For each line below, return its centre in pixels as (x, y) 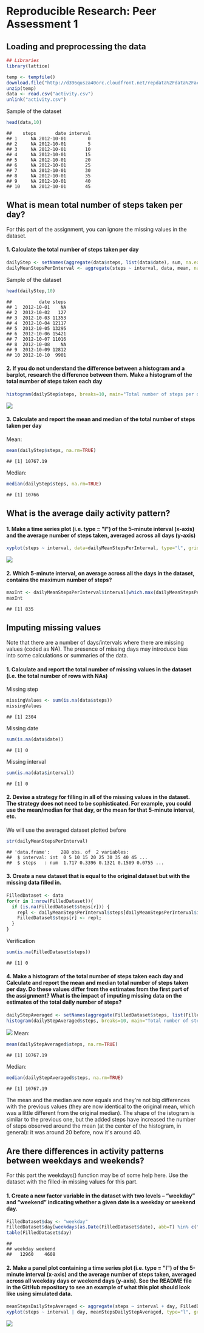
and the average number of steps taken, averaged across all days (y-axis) (101, 535)
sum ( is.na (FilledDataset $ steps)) (49, 952)
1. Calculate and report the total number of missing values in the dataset (99, 669)
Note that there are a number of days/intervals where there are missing (95, 642)
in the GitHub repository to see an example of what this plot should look (98, 1287)
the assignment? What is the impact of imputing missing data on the (94, 996)
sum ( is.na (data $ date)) (35, 739)
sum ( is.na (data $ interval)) (40, 773)
